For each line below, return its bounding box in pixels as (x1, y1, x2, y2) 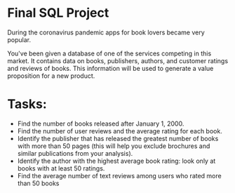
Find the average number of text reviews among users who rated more (17, 171, 222, 180)
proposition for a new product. (7, 72, 95, 80)
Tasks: (7, 96, 47, 112)
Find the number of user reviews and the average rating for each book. (17, 126, 222, 135)
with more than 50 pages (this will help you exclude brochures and (17, 142, 210, 150)
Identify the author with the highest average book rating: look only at (17, 157, 216, 165)
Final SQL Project (7, 5, 109, 21)
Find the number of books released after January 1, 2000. (17, 119, 184, 128)
